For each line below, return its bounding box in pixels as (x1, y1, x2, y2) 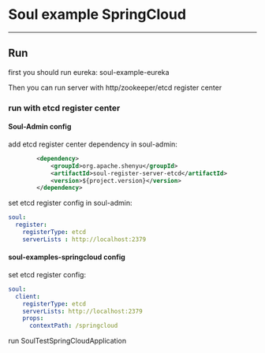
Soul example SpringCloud (8, 6, 187, 24)
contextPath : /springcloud (28, 321, 118, 330)
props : (22, 314, 44, 322)
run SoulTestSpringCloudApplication (8, 336, 127, 346)
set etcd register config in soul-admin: (8, 199, 132, 208)
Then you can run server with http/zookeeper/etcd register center (8, 83, 222, 92)
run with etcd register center (8, 102, 121, 113)
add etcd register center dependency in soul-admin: (8, 139, 177, 149)
